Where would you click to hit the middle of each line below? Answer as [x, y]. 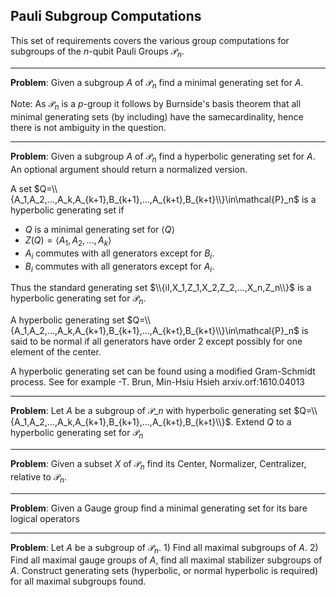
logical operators [45, 518]
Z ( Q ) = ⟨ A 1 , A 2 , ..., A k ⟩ [68, 241]
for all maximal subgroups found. [78, 581]
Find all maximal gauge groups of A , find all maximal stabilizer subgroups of [166, 560]
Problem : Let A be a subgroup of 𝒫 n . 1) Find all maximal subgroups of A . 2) [164, 548]
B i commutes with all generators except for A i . [119, 267]
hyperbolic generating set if [67, 210]
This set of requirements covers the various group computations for [150, 40]
